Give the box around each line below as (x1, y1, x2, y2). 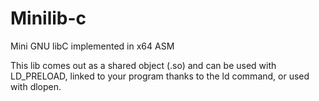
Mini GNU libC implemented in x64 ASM (10, 40, 175, 52)
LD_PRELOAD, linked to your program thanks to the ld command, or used (10, 70, 310, 82)
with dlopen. (10, 80, 62, 92)
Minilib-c (10, 7, 87, 30)
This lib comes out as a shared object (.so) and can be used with (10, 59, 277, 71)
